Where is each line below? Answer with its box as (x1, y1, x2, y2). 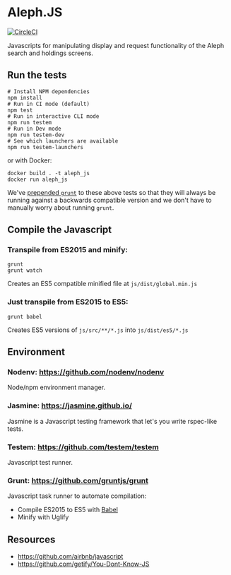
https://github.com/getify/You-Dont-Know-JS (17, 559, 150, 569)
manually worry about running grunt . (7, 203, 114, 212)
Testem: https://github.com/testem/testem (7, 442, 159, 452)
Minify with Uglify (17, 513, 69, 521)
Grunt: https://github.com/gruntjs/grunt (7, 475, 148, 485)
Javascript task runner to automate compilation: (7, 492, 147, 500)
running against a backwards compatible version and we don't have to (7, 196, 212, 204)
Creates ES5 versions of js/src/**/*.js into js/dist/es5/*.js (7, 326, 189, 334)
